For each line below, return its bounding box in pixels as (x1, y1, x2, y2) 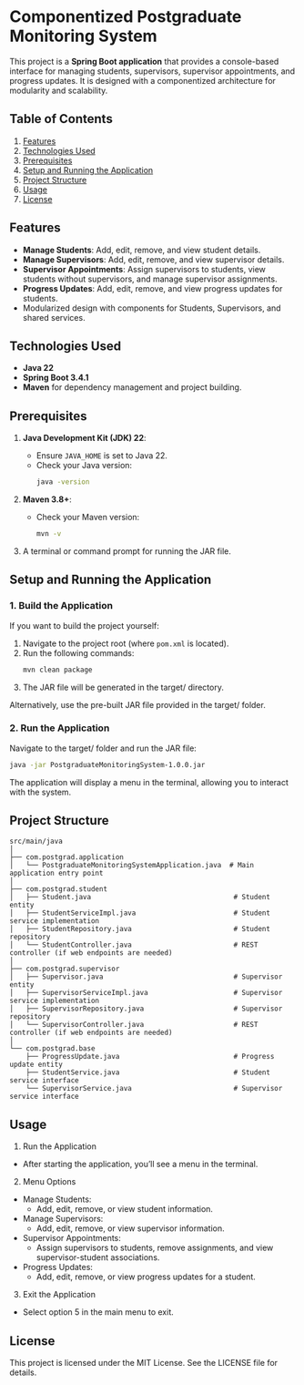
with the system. (9, 786, 72, 797)
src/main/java (9, 836, 64, 846)
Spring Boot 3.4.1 (22, 372, 89, 384)
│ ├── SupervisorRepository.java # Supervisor (9, 1004, 283, 1013)
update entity (9, 1060, 64, 1070)
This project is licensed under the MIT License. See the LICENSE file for (9, 1358, 279, 1369)
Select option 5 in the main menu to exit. (22, 1307, 175, 1318)
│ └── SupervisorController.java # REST (9, 1021, 258, 1030)
